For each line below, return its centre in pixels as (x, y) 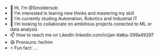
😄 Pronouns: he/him (31, 42)
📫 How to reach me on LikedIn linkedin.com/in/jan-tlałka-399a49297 (82, 35)
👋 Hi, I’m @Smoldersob (34, 8)
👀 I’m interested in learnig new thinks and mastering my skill (72, 13)
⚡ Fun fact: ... (24, 48)
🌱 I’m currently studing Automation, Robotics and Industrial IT (73, 18)
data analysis (24, 29)
